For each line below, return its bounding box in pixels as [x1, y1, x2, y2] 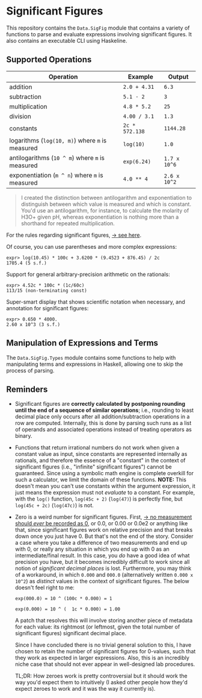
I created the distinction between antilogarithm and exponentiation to [20, 194, 192, 201]
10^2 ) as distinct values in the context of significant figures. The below [14, 578, 189, 585]
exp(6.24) [123, 158, 151, 165]
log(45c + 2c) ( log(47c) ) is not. [14, 502, 94, 509]
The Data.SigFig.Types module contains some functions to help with [6, 354, 176, 361]
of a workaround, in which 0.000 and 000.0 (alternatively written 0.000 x [14, 571, 194, 578]
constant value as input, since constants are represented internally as [14, 450, 188, 458]
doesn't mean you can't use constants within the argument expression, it [14, 482, 195, 490]
